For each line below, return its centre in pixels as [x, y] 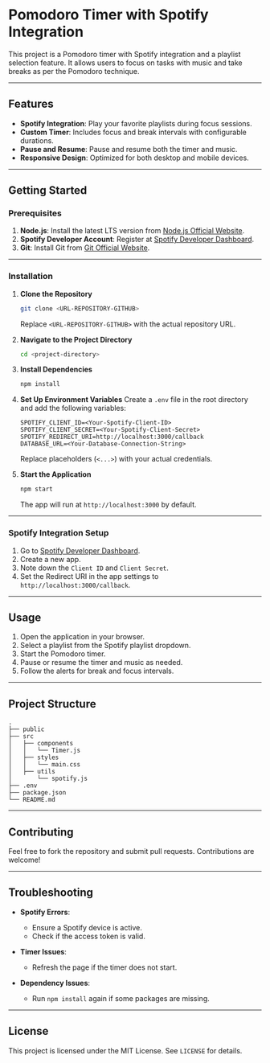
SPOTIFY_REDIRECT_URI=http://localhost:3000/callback [112, 437]
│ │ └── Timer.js [45, 751]
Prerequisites [35, 213]
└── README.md [32, 800]
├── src [21, 737]
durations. [37, 140]
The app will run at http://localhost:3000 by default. [108, 505]
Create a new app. [51, 559]
